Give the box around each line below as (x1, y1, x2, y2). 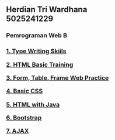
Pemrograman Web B (6, 32, 68, 40)
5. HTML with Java (6, 100, 60, 108)
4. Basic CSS (6, 87, 43, 95)
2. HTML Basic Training (6, 60, 74, 69)
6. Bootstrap (6, 114, 42, 122)
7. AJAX (6, 127, 29, 135)
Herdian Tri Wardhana (6, 5, 88, 15)
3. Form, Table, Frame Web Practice (6, 73, 109, 81)
